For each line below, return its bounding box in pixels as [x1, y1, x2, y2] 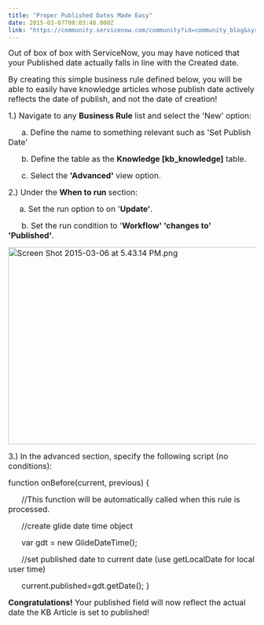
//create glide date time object [21, 521, 134, 532]
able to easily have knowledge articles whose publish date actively [8, 84, 255, 95]
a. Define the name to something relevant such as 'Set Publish [21, 127, 251, 138]
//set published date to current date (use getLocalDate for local [21, 554, 255, 565]
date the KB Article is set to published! [8, 607, 150, 618]
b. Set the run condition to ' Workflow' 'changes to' [21, 221, 212, 232]
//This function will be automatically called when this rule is [21, 494, 240, 505]
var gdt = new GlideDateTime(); [21, 537, 137, 548]
